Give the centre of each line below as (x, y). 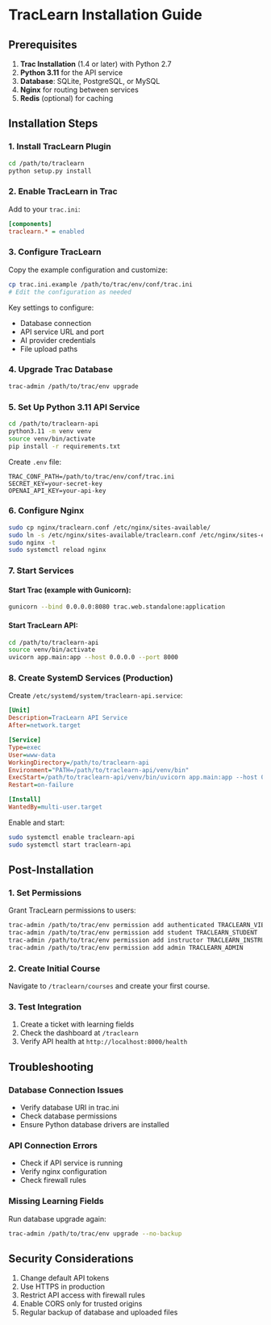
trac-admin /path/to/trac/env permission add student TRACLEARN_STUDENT (133, 933)
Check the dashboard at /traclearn (79, 1033)
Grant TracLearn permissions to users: (72, 910)
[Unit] (19, 711)
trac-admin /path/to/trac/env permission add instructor (106, 940)
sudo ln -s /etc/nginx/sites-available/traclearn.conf (102, 535)
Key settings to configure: (51, 307)
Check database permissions (69, 1116)
